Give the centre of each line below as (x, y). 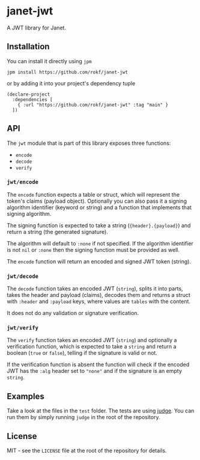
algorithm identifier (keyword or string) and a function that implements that (99, 207)
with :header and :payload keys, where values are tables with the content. (99, 301)
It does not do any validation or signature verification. (73, 313)
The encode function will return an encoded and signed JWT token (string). (99, 261)
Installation (28, 47)
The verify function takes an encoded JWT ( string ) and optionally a (92, 340)
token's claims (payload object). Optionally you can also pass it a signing (97, 201)
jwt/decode (23, 276)
